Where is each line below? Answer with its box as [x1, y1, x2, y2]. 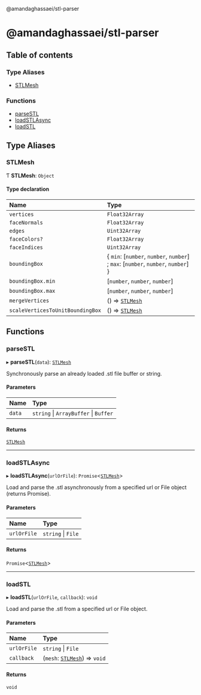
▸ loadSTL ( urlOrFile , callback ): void [6, 594, 98, 601]
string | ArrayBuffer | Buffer [32, 409, 114, 417]
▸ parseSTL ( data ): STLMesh [6, 358, 72, 366]
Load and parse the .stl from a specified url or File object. [6, 606, 148, 613]
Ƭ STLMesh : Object [6, 172, 55, 179]
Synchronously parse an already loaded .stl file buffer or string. [6, 370, 163, 377]
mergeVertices [9, 297, 50, 304]
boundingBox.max [9, 287, 56, 295]
